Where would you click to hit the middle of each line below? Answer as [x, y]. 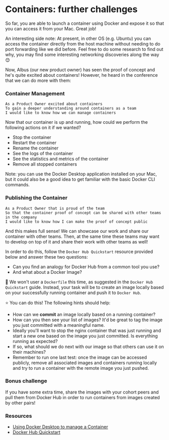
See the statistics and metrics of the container [61, 159]
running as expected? [35, 341]
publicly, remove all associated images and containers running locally [85, 363]
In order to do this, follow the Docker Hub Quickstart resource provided [79, 252]
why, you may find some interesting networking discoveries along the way [82, 55]
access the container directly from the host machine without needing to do [83, 43]
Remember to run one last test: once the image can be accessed [80, 357]
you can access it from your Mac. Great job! [51, 28]
